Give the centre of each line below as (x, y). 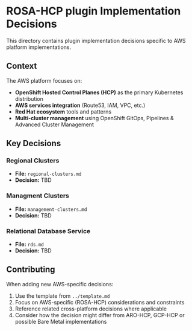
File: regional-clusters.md (48, 174)
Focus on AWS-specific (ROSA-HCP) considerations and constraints (100, 302)
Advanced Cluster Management (54, 124)
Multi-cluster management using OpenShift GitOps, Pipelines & (94, 118)
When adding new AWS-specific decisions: (60, 284)
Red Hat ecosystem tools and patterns (63, 111)
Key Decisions (34, 143)
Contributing (31, 270)
